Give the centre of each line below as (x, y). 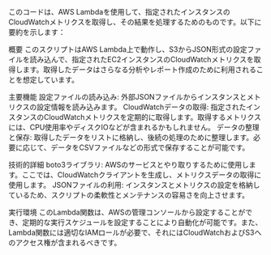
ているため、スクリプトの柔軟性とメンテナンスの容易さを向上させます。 (129, 195)
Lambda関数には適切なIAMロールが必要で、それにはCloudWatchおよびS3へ (135, 232)
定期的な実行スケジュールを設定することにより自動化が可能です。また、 (142, 222)
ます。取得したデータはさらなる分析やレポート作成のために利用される (140, 70)
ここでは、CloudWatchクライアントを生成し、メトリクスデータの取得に (142, 175)
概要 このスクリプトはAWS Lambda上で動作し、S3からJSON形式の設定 (128, 49)
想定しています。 (51, 80)
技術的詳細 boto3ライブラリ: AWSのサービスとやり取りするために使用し (129, 165)
